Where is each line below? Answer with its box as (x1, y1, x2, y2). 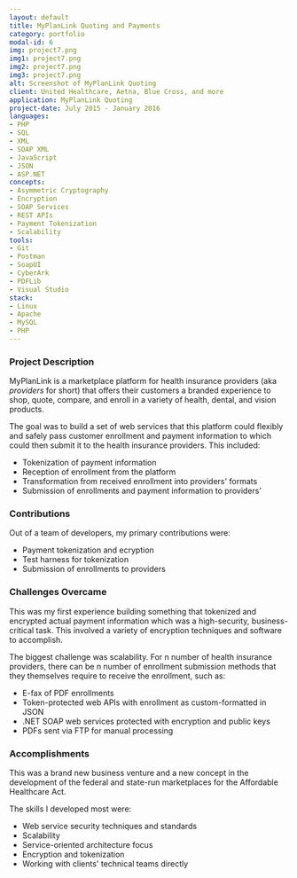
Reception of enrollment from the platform (21, 466, 176, 477)
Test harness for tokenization (21, 554, 129, 565)
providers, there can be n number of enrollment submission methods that (9, 661, 277, 671)
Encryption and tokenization (21, 849, 125, 860)
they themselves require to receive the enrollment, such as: (9, 670, 226, 681)
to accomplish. (9, 634, 64, 645)
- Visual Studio (9, 285, 69, 294)
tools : (9, 236, 34, 245)
